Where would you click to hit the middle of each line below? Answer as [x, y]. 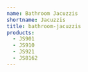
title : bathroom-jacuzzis [44, 26]
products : [21, 33]
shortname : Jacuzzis [36, 20]
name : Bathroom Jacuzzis [42, 13]
